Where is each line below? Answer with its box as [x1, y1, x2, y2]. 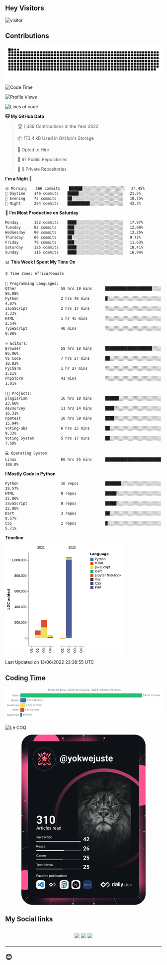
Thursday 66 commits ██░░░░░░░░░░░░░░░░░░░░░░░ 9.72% [5, 235, 141, 240]
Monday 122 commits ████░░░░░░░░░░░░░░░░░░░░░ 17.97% [5, 220, 143, 225]
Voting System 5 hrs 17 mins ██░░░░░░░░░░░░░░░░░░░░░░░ [5, 436, 162, 441]
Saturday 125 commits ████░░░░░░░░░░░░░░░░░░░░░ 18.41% [5, 245, 143, 250]
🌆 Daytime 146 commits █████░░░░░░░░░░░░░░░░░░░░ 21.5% [5, 191, 141, 196]
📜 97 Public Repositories [17, 157, 68, 163]
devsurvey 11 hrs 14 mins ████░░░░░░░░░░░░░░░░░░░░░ [5, 406, 162, 411]
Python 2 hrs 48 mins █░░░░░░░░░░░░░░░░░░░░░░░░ [5, 296, 162, 301]
